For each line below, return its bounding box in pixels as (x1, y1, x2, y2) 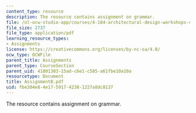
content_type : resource (6, 8, 64, 15)
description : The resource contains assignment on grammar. (6, 14, 156, 20)
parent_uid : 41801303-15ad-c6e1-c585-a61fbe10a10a (6, 68, 132, 74)
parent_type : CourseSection (6, 62, 75, 69)
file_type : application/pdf (6, 30, 75, 36)
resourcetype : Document (6, 73, 64, 79)
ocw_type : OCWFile (6, 52, 51, 58)
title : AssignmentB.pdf (6, 79, 64, 85)
